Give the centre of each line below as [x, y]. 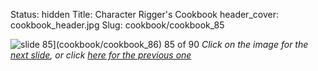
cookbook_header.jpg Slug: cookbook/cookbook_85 [117, 25]
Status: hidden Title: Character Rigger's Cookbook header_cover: [144, 14]
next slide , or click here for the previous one [101, 55]
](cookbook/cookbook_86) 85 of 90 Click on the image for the [180, 44]
